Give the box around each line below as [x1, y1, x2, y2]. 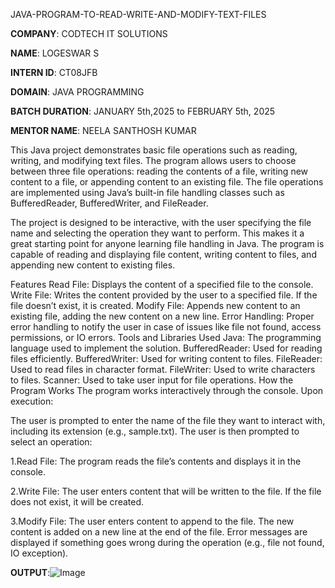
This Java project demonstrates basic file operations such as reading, [10, 144, 298, 156]
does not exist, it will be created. [10, 496, 145, 508]
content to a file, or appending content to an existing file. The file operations [10, 176, 324, 188]
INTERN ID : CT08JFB [10, 67, 98, 78]
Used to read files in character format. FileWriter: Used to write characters [10, 364, 316, 375]
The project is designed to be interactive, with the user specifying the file [10, 217, 312, 228]
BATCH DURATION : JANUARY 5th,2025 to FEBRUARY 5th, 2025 [10, 105, 276, 117]
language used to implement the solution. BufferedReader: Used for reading [10, 342, 323, 354]
